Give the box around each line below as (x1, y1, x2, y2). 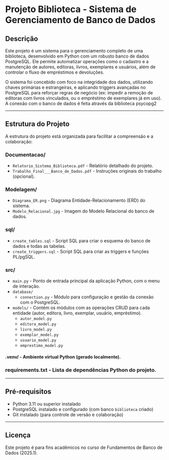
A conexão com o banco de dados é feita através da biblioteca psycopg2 (5, 100, 157, 107)
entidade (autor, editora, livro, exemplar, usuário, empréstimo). (12, 310, 142, 316)
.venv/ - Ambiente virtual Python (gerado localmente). (5, 353, 121, 360)
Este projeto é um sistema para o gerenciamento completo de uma (5, 48, 143, 54)
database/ (12, 289, 34, 294)
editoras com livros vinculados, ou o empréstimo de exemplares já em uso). (5, 95, 162, 101)
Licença (5, 431, 31, 440)
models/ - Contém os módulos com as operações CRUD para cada (12, 304, 150, 311)
